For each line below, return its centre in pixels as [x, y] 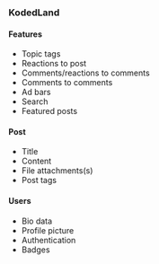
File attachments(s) [57, 171]
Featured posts [49, 111]
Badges [35, 250]
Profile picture [48, 230]
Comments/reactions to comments [85, 73]
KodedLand [34, 13]
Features [25, 34]
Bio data [37, 221]
